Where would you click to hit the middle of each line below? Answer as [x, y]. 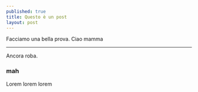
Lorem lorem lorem [29, 84]
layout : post [22, 22]
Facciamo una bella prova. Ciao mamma [55, 39]
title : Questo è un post [37, 17]
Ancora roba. [22, 56]
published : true [26, 11]
